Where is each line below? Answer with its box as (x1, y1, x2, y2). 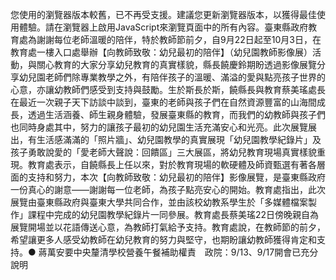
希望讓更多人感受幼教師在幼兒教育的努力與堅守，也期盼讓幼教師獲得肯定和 (10, 234, 317, 245)
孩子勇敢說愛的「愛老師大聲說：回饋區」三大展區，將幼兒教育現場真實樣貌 (10, 146, 317, 158)
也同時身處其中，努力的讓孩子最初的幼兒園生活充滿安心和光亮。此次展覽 (10, 121, 308, 133)
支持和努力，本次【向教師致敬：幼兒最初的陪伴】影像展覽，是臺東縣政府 (27, 171, 326, 183)
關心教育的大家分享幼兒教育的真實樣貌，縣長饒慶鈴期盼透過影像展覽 (36, 59, 317, 70)
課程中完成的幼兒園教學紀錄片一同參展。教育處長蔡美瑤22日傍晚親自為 (27, 209, 320, 220)
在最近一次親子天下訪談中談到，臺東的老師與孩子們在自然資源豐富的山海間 (10, 96, 317, 108)
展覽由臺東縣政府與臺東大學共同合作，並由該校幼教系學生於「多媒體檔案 (10, 196, 308, 208)
